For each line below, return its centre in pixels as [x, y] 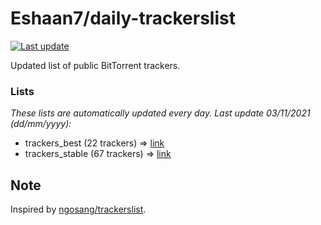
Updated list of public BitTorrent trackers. [95, 65]
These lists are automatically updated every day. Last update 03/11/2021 [160, 113]
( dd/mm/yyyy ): [41, 124]
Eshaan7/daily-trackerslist [123, 18]
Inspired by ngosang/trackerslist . [78, 209]
